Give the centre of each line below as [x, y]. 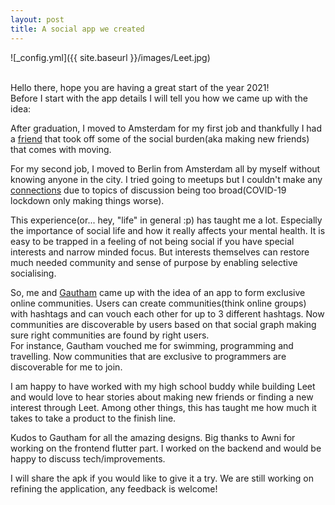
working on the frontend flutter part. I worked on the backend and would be [166, 448]
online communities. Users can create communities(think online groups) [158, 303]
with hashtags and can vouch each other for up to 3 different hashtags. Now [167, 313]
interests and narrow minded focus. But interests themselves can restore [160, 252]
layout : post [37, 19]
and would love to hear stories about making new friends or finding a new [162, 397]
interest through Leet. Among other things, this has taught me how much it [163, 407]
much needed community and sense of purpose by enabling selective [154, 262]
